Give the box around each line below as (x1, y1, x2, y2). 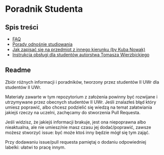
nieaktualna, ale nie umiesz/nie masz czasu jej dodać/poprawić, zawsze (5, 124, 151, 130)
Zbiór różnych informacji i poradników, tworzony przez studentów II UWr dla (5, 79, 159, 85)
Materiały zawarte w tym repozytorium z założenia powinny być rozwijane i (5, 93, 158, 99)
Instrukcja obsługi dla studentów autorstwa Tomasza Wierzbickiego (12, 52, 150, 58)
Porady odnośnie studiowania (12, 41, 73, 47)
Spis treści (5, 23, 38, 31)
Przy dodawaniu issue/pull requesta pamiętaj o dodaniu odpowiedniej (5, 139, 146, 145)
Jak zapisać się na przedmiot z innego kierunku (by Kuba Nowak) (12, 47, 146, 52)
